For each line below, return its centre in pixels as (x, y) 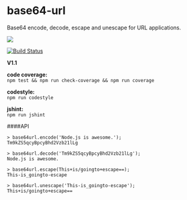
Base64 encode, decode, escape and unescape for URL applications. (94, 28)
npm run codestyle (30, 98)
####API (18, 126)
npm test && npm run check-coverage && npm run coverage (81, 80)
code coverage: (27, 75)
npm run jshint (26, 115)
